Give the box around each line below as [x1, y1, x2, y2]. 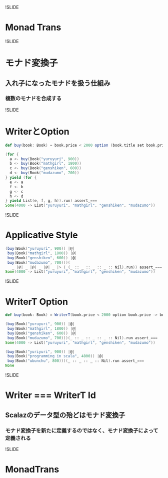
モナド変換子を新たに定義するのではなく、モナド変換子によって [5, 427, 158, 434]
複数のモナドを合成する [5, 95, 61, 102]
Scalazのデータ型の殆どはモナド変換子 [5, 410, 125, 419]
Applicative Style [5, 230, 78, 241]
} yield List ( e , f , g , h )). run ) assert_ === [5, 198, 97, 203]
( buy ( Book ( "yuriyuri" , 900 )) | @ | [5, 349, 75, 354]
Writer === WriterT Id [5, 390, 96, 401]
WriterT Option [5, 296, 68, 307]
